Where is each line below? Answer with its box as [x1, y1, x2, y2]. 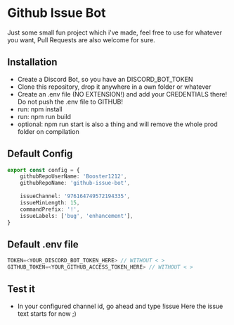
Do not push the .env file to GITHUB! [17, 97, 123, 106]
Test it [7, 283, 35, 295]
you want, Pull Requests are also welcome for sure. [7, 35, 156, 44]
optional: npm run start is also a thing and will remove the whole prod [17, 120, 218, 128]
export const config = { [7, 166, 80, 173]
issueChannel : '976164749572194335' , [20, 192, 131, 200]
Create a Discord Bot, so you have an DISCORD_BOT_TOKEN [17, 75, 193, 83]
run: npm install [17, 104, 63, 114]
